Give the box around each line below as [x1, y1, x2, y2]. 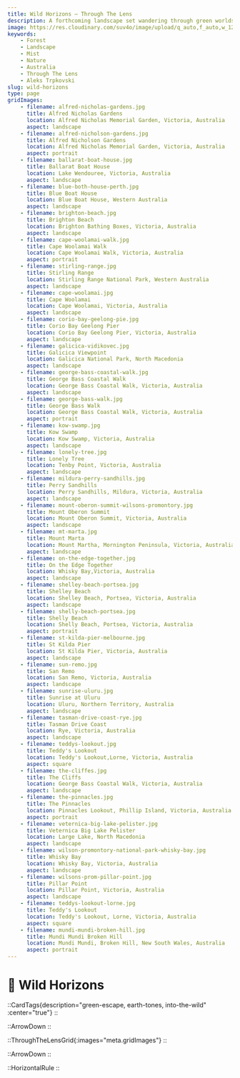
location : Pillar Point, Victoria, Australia [26, 887, 164, 894]
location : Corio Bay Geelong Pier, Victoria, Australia [26, 329, 196, 336]
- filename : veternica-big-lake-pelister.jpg [20, 820, 159, 827]
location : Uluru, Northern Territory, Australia [26, 700, 174, 707]
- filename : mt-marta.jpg [20, 528, 98, 535]
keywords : [7, 30, 37, 38]
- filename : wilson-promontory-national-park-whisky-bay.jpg [20, 847, 206, 854]
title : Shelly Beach [26, 615, 88, 622]
